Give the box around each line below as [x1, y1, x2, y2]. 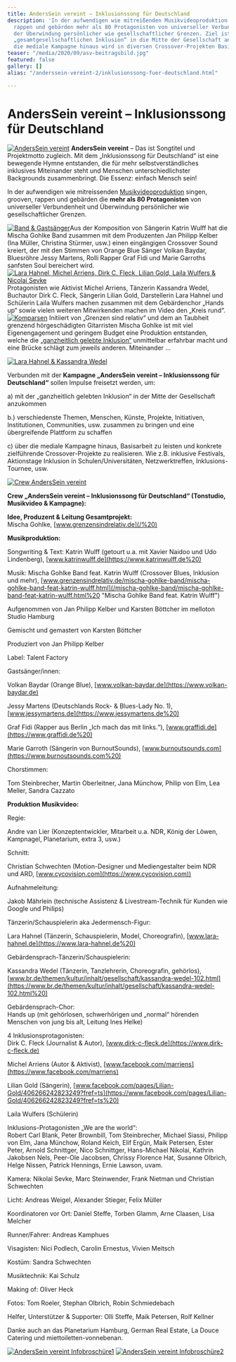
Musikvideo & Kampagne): [7, 499, 86, 508]
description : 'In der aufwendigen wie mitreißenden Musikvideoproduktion [7, 17, 228, 24]
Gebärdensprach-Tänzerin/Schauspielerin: [7, 953, 131, 962]
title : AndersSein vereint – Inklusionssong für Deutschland [7, 10, 190, 18]
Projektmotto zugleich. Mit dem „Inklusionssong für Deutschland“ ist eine [7, 152, 219, 160]
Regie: [7, 814, 26, 822]
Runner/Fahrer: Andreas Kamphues [7, 1231, 110, 1239]
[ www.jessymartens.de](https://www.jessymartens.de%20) [7, 709, 180, 718]
